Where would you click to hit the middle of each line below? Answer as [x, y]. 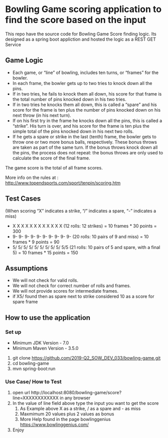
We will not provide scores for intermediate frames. [65, 291]
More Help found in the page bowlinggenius [65, 419]
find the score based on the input [76, 20]
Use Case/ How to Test [33, 382]
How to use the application [48, 318]
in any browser [75, 398]
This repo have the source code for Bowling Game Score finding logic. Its [81, 34]
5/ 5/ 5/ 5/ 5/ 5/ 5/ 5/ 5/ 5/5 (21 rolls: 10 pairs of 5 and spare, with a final [86, 247]
